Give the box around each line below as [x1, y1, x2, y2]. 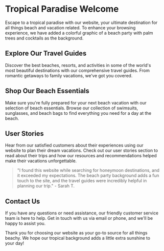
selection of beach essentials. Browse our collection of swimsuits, [5, 105, 139, 111]
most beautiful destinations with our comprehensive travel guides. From [5, 67, 150, 73]
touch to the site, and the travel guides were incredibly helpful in [17, 178, 147, 184]
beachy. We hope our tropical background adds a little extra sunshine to [5, 235, 150, 241]
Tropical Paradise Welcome [5, 3, 119, 15]
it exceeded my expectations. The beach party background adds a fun [17, 172, 159, 179]
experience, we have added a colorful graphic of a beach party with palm [5, 30, 153, 36]
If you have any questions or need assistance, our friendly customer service [5, 210, 159, 216]
